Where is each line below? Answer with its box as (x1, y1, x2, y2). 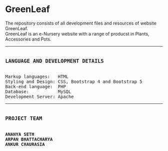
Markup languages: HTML (5, 74, 69, 80)
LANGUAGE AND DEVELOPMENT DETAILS (5, 58, 104, 64)
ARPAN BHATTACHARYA (5, 136, 53, 142)
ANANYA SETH (5, 131, 34, 137)
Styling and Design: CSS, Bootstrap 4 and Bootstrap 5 (5, 79, 142, 85)
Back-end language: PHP (5, 84, 66, 90)
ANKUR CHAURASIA (5, 141, 45, 147)
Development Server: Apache (5, 94, 74, 100)
